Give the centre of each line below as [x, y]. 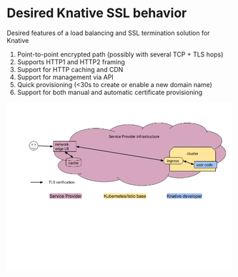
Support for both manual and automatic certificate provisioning [110, 92]
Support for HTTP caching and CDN [70, 69]
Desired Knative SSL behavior [97, 13]
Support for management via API [65, 77]
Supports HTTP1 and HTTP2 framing [71, 61]
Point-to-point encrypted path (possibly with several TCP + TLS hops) [120, 54]
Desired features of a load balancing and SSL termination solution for [108, 33]
